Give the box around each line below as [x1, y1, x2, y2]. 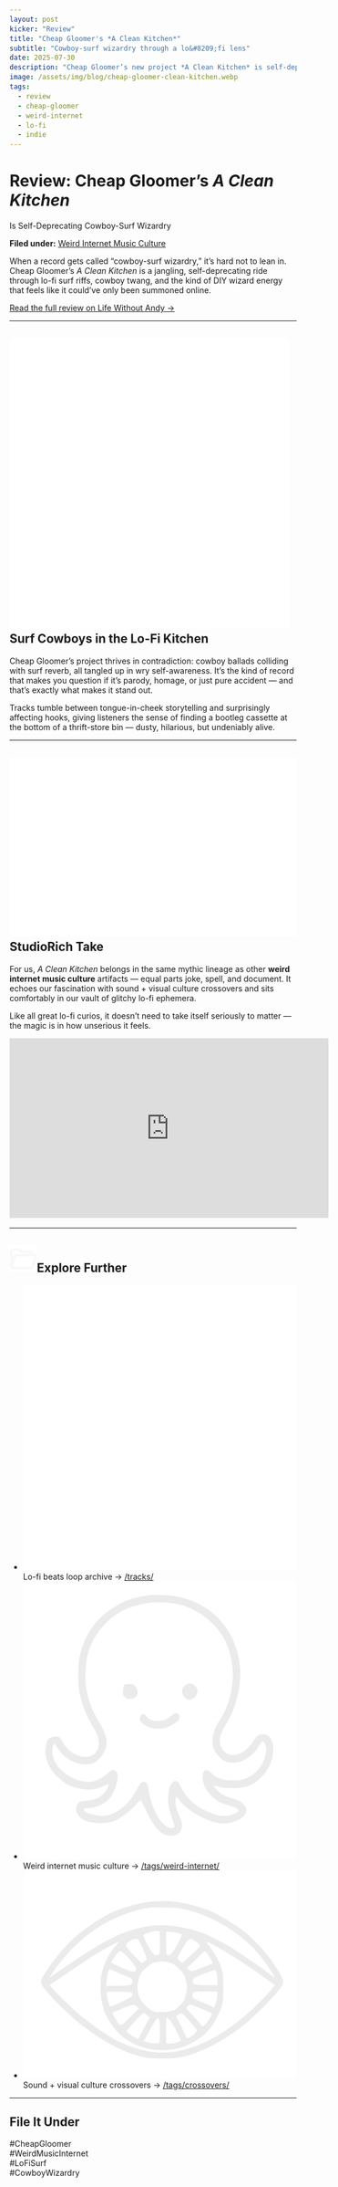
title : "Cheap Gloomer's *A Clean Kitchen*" [9, 34, 181, 43]
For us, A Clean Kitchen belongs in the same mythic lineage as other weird [9, 963, 291, 974]
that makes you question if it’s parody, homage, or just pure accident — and [9, 675, 293, 685]
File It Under [9, 2114, 80, 2129]
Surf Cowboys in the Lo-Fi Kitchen [9, 631, 210, 647]
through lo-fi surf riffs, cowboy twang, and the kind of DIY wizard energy [9, 275, 283, 287]
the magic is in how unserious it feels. [9, 1020, 151, 1031]
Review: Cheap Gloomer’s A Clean [9, 171, 274, 192]
